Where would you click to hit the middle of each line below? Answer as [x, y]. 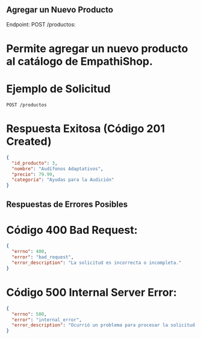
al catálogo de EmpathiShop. [80, 61]
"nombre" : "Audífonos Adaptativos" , [57, 169]
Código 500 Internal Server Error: [92, 292]
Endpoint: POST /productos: [41, 24]
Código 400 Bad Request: [72, 230]
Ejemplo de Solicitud [58, 89]
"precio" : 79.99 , [33, 174]
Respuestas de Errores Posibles [67, 204]
